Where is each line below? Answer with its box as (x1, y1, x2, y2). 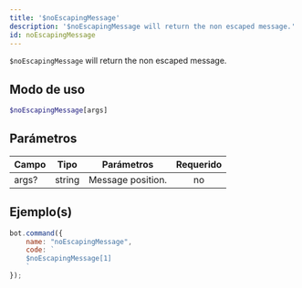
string (54, 173, 80, 186)
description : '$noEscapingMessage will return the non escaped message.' (9, 22, 297, 31)
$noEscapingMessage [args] (9, 106, 108, 115)
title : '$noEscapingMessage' (9, 13, 120, 23)
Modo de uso (9, 81, 85, 97)
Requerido (175, 158, 223, 170)
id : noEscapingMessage (9, 30, 96, 39)
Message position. (88, 173, 167, 186)
